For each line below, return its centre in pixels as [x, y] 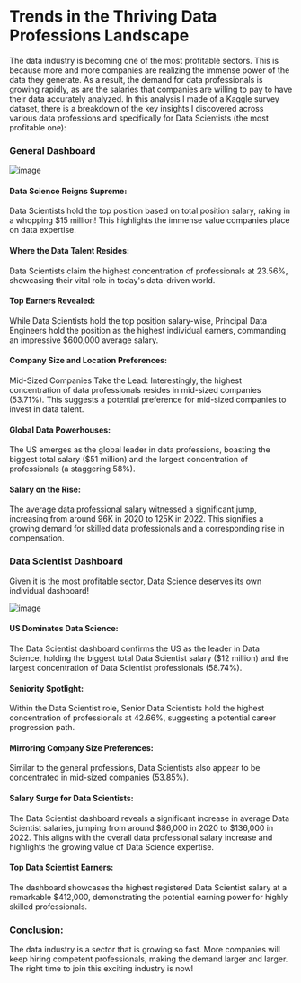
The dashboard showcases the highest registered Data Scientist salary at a [148, 887]
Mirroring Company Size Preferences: [82, 747]
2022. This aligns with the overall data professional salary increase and [141, 837]
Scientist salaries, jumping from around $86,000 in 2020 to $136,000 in [142, 827]
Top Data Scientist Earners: [62, 867]
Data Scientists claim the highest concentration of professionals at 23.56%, [149, 271]
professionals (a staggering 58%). [72, 469]
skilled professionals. [49, 907]
